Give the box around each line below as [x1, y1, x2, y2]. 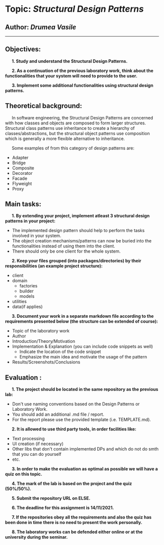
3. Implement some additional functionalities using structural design [11, 82, 154, 88]
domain [12, 278, 28, 284]
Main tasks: [5, 200, 41, 209]
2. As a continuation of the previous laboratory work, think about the [11, 68, 154, 73]
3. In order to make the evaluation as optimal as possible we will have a [11, 466, 158, 472]
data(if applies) [12, 304, 43, 309]
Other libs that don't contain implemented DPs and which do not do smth [12, 446, 159, 452]
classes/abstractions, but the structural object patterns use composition [5, 130, 150, 136]
